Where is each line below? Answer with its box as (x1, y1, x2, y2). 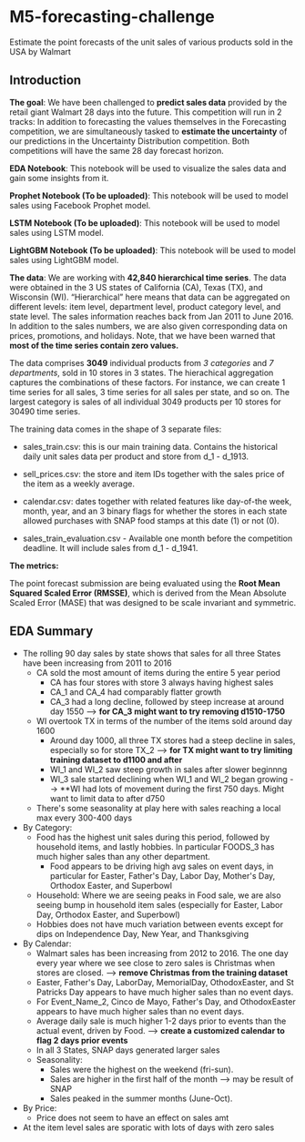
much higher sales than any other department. (36, 851, 211, 862)
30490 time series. (9, 405, 81, 416)
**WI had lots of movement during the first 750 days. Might (59, 783, 285, 794)
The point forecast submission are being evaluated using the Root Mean (9, 577, 280, 588)
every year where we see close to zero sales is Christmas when (36, 957, 276, 968)
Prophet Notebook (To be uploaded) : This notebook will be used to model (9, 189, 289, 201)
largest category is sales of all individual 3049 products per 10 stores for (9, 396, 282, 407)
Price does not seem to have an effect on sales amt (36, 1112, 229, 1123)
